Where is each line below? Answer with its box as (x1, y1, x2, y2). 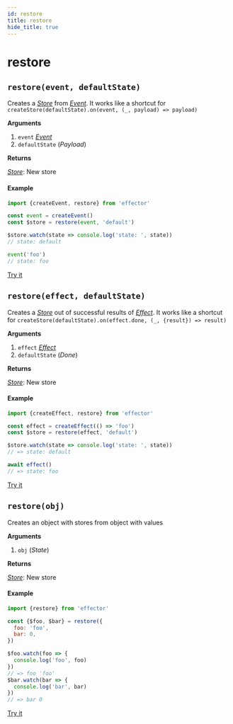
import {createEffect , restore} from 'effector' (7, 410, 154, 417)
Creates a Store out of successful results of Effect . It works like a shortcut (7, 308, 223, 316)
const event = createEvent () (7, 212, 93, 219)
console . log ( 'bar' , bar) (13, 683, 87, 690)
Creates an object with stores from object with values (7, 518, 164, 527)
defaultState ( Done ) (17, 350, 78, 359)
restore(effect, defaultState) (7, 291, 146, 301)
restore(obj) (7, 501, 65, 512)
